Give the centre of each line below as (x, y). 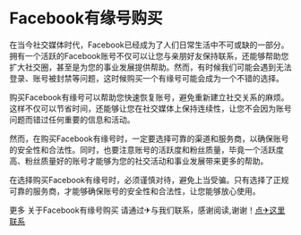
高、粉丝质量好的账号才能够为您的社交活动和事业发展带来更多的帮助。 (139, 161)
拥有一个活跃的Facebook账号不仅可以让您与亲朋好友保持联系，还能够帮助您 (149, 55)
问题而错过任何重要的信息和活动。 (72, 119)
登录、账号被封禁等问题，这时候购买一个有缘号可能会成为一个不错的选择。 (146, 78)
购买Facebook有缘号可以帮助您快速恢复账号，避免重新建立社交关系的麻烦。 (149, 97)
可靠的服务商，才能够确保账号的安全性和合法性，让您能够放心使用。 (135, 191)
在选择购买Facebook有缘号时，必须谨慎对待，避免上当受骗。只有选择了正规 (149, 180)
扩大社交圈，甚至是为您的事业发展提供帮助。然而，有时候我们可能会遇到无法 (150, 67)
